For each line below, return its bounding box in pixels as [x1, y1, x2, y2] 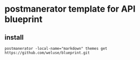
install [4, 33, 24, 41]
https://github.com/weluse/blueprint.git [4, 50, 90, 55]
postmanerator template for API [4, 3, 136, 15]
